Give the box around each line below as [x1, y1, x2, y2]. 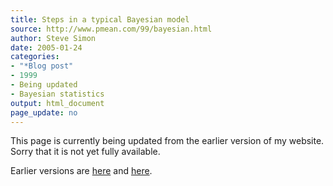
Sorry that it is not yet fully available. [10, 146, 161, 158]
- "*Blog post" [10, 61, 74, 71]
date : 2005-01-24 [10, 42, 83, 53]
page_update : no [10, 107, 78, 118]
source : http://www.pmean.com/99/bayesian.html [10, 24, 213, 34]
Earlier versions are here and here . [10, 165, 153, 177]
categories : [10, 52, 60, 62]
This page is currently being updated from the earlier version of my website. [10, 135, 325, 147]
